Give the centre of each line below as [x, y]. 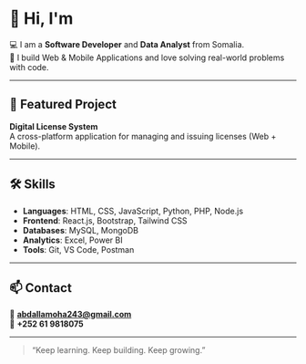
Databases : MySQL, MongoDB [81, 230]
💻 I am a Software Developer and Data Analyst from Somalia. [127, 44]
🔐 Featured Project [63, 104]
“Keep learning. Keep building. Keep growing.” [118, 350]
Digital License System [54, 126]
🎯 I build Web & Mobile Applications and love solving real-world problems [147, 57]
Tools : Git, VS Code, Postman [78, 249]
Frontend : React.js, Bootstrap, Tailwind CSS [105, 220]
